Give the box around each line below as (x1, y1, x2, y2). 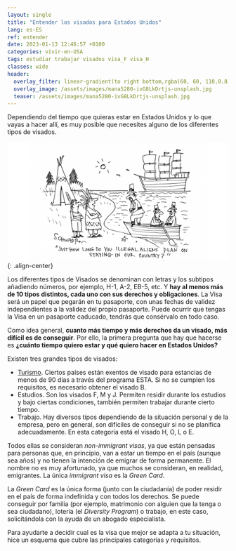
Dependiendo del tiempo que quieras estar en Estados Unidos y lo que (7, 113, 212, 121)
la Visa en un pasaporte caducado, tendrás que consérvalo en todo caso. (7, 312, 220, 321)
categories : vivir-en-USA (7, 48, 83, 55)
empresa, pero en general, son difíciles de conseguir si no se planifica (17, 420, 221, 428)
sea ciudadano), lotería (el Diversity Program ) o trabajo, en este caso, (7, 507, 209, 515)
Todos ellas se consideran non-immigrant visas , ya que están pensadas (7, 441, 216, 449)
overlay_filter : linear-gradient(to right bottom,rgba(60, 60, (13, 78, 202, 85)
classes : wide (7, 63, 49, 70)
